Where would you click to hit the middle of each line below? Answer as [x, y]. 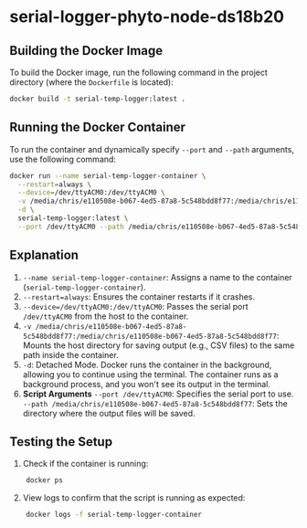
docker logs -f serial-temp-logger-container [114, 515]
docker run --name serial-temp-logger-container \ [108, 175]
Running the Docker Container [97, 127]
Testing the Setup [61, 442]
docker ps [45, 480]
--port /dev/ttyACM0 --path [71, 227]
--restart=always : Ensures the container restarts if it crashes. [139, 296]
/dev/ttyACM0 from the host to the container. [106, 316]
